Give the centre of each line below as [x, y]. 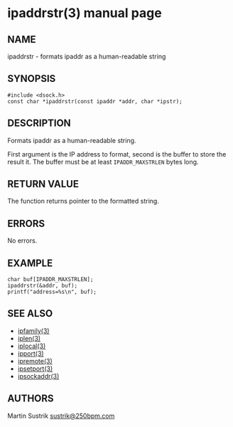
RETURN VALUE [43, 184]
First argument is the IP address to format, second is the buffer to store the [117, 154]
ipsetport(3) [35, 369]
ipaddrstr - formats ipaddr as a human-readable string [87, 56]
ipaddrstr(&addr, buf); [43, 286]
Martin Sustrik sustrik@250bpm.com [61, 416]
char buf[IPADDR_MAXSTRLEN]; [50, 280]
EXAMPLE [30, 263]
